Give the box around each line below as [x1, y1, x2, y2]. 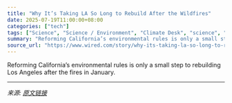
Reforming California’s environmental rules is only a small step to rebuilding [7, 61, 221, 69]
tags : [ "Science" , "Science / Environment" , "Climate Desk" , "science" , [7, 29, 221, 36]
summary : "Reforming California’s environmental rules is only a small [7, 36, 217, 43]
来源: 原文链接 [7, 89, 47, 97]
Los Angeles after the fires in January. [7, 68, 116, 76]
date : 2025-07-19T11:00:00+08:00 [7, 16, 104, 23]
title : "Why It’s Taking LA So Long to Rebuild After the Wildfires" [7, 10, 212, 17]
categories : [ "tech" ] [7, 23, 70, 30]
